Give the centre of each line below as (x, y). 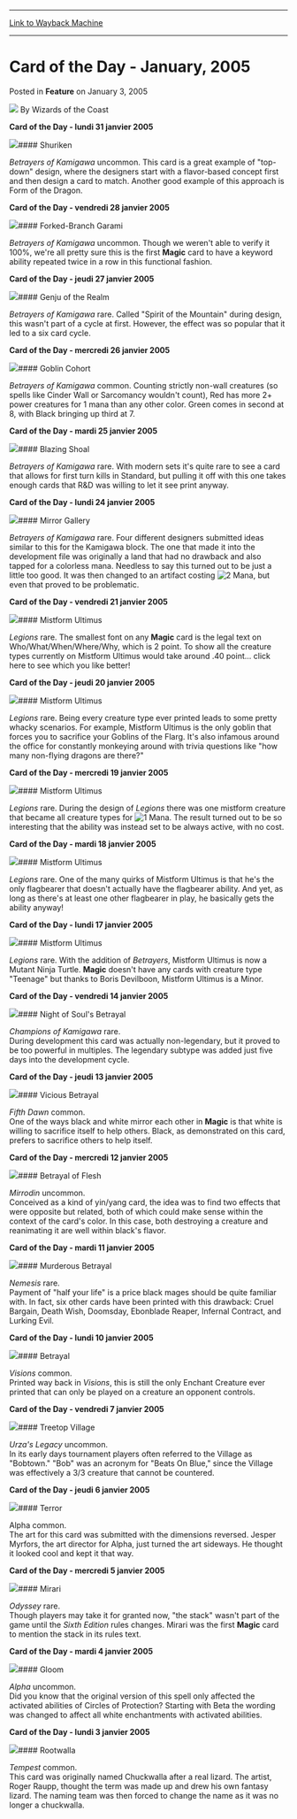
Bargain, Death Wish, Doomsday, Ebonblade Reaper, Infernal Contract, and (145, 1311)
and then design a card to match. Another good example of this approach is (147, 180)
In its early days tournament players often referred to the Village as (131, 1454)
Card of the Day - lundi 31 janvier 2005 (81, 127)
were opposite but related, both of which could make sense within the (136, 1211)
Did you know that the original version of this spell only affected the (132, 1696)
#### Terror (40, 1508)
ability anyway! (37, 907)
